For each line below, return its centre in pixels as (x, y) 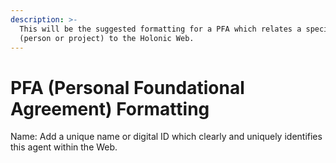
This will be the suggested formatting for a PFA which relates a (160, 29)
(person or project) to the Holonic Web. (107, 38)
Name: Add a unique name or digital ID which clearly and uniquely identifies (166, 137)
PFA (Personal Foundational (127, 87)
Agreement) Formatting (110, 108)
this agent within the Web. (64, 147)
